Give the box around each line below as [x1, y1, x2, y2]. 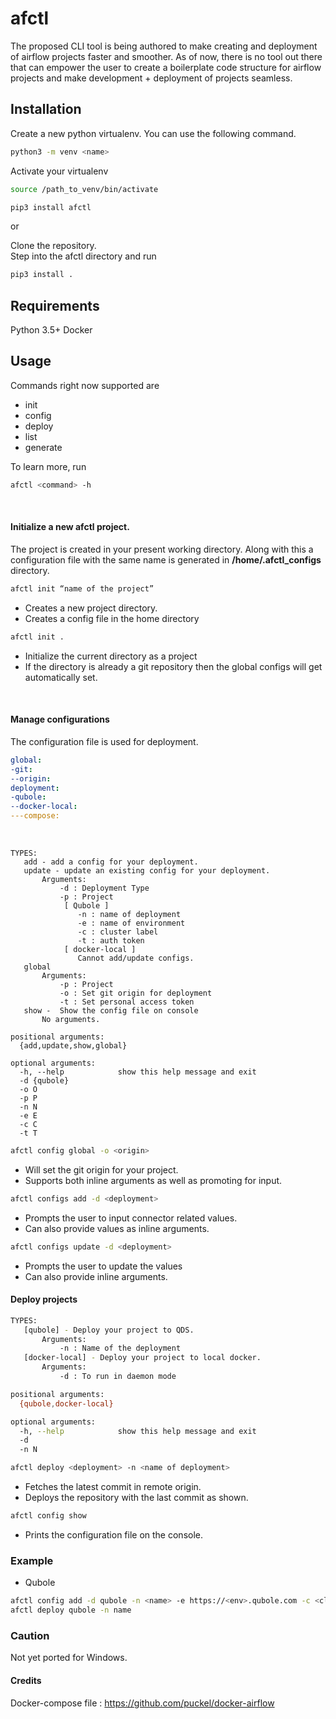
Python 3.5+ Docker [10, 324, 93, 336]
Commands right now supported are [10, 379, 160, 391]
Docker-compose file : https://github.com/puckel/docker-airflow [10, 1697, 275, 1709]
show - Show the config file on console [23, 1006, 199, 1016]
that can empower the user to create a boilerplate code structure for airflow [10, 61, 322, 73]
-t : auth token [77, 936, 145, 946]
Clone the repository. [10, 240, 97, 252]
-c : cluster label [77, 927, 159, 937]
